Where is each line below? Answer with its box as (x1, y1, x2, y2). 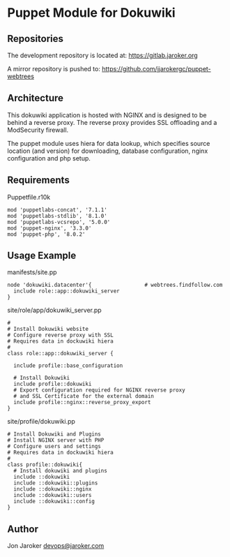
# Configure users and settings (7, 443, 101, 450)
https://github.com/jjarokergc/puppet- (102, 65, 211, 73)
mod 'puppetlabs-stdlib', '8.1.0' (7, 212, 108, 219)
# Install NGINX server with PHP (7, 437, 105, 444)
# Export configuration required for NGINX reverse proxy (13, 387, 186, 394)
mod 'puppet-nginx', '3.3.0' (7, 225, 92, 232)
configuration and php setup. (7, 154, 91, 162)
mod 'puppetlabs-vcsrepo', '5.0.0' (7, 218, 111, 225)
